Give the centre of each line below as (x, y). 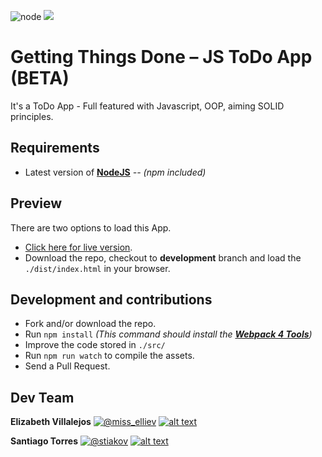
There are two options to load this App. (91, 227)
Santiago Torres (44, 441)
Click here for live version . (78, 247)
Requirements (55, 148)
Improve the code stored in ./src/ (95, 345)
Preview (36, 203)
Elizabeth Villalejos (51, 422)
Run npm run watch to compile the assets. (109, 356)
